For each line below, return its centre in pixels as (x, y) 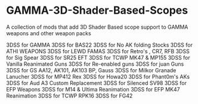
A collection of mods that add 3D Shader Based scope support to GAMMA (97, 27)
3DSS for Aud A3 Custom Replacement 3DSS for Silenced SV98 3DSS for (96, 83)
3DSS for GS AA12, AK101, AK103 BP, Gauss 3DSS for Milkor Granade (91, 70)
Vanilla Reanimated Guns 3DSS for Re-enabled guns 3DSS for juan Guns (95, 64)
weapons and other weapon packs (49, 33)
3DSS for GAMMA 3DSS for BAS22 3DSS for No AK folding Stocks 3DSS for (99, 45)
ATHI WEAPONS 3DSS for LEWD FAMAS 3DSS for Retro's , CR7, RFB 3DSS (98, 51)
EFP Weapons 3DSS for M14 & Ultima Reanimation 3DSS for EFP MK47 (93, 89)
